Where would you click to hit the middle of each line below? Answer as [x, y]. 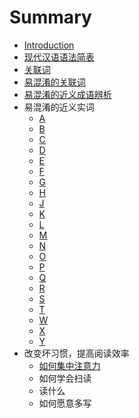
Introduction [49, 45]
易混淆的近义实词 [59, 107]
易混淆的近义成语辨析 [67, 94]
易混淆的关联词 [54, 82]
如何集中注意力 [69, 365]
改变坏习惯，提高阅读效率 [76, 353]
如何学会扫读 [65, 378]
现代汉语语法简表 [59, 57]
